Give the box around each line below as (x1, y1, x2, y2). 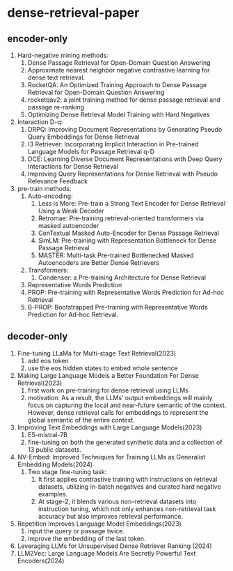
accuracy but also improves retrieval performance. (38, 512, 183, 520)
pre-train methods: (17, 185, 72, 192)
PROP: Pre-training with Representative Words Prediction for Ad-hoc (27, 288, 225, 296)
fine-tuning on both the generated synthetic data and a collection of (27, 438, 223, 446)
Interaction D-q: (17, 118, 63, 126)
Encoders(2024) (17, 556, 65, 565)
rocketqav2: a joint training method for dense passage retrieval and (27, 96, 221, 104)
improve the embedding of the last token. (27, 534, 146, 542)
